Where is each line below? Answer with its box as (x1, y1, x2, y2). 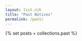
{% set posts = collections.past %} (5, 30, 77, 36)
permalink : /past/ (5, 16, 44, 21)
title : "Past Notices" (5, 12, 53, 17)
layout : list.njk (5, 7, 42, 12)
